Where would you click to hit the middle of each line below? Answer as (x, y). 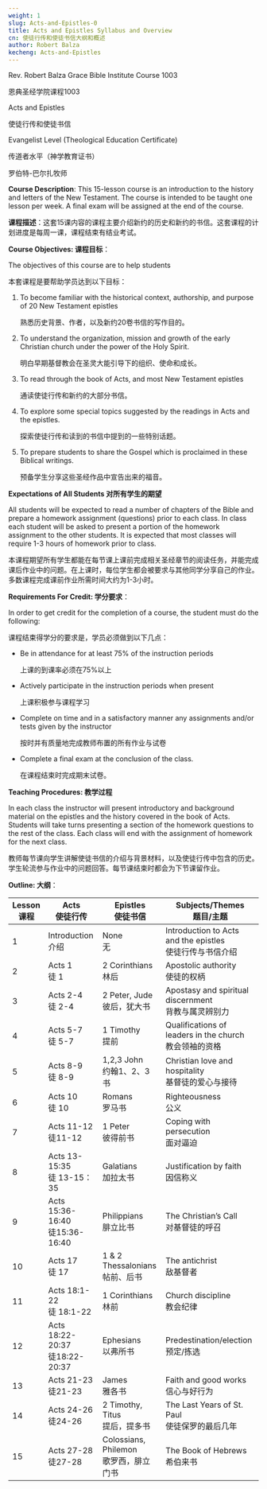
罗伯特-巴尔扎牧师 (38, 173)
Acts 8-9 (66, 1065)
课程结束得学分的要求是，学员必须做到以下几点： (88, 638)
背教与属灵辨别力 (197, 1011)
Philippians (123, 1216)
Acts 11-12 (71, 1126)
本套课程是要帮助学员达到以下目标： (68, 282)
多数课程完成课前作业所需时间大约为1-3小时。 (83, 580)
